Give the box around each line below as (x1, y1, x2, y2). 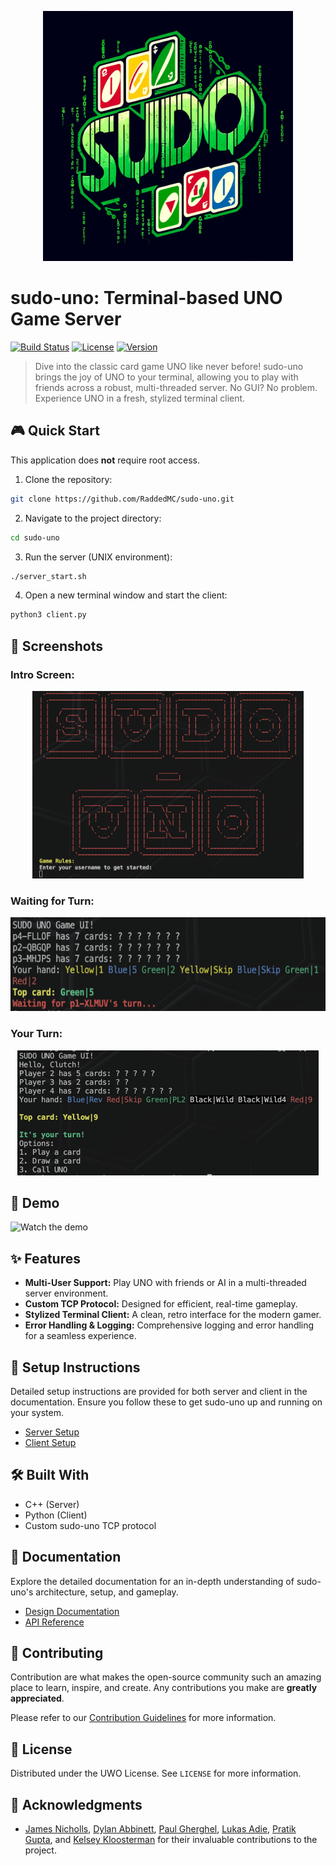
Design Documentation (24, 1605, 120, 1617)
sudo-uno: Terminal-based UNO (10, 287, 283, 310)
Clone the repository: (24, 473, 113, 485)
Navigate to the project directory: (24, 512, 162, 524)
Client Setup (24, 1436, 77, 1448)
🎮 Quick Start (10, 422, 100, 440)
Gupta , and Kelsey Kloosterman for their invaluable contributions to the (24, 1834, 318, 1846)
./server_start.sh (10, 571, 87, 581)
